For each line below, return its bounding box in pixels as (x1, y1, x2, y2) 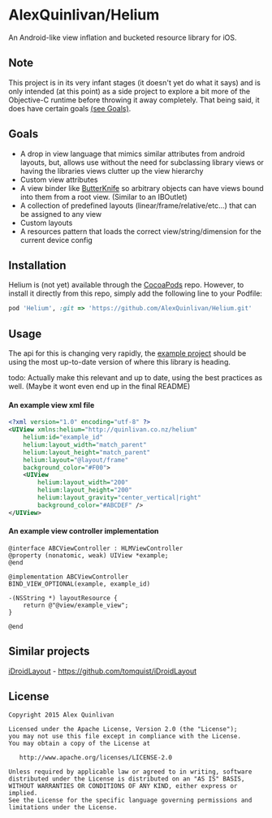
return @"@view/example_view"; (23, 601, 129, 609)
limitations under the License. (8, 803, 118, 812)
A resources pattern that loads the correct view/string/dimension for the (19, 226, 261, 236)
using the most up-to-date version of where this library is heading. (8, 357, 231, 367)
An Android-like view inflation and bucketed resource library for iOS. (8, 32, 237, 42)
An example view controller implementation (8, 526, 159, 536)
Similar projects (8, 644, 90, 659)
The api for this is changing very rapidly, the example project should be (8, 348, 247, 358)
